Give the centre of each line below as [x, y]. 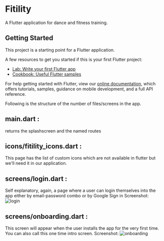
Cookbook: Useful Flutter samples [47, 74]
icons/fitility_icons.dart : [43, 146]
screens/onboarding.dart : [47, 216]
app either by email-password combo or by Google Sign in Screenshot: [77, 196]
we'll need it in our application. [36, 163]
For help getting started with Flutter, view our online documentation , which [81, 83]
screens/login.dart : [36, 178]
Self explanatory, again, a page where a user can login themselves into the [81, 190]
